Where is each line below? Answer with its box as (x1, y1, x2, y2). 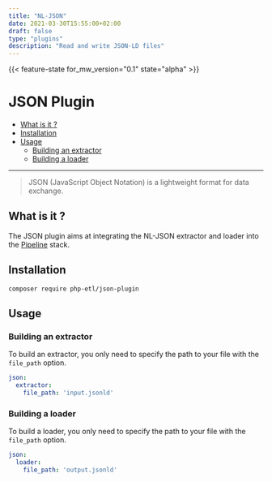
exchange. (28, 186, 64, 196)
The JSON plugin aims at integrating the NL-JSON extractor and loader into (8, 230, 259, 240)
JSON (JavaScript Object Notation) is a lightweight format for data (28, 178, 249, 187)
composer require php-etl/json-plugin (8, 285, 139, 293)
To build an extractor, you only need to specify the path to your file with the (8, 350, 259, 359)
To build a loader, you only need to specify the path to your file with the (8, 427, 246, 437)
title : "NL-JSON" (8, 11, 67, 20)
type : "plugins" (8, 34, 63, 43)
